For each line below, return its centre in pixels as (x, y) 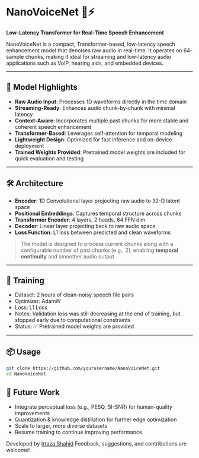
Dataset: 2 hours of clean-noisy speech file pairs (74, 295)
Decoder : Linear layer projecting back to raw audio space (85, 226)
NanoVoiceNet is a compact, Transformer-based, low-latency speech (91, 44)
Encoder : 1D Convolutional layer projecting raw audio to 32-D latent (97, 201)
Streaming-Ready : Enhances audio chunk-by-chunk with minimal (95, 108)
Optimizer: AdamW (38, 301)
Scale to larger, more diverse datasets (61, 425)
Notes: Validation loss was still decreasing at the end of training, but (97, 314)
